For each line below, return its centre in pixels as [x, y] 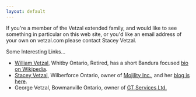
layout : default [26, 11]
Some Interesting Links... [36, 51]
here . [21, 81]
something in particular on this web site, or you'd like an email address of [94, 34]
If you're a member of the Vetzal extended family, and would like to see [92, 28]
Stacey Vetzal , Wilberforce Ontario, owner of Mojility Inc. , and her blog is [102, 75]
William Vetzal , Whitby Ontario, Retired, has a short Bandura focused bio [101, 63]
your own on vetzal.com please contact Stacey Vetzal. [71, 40]
